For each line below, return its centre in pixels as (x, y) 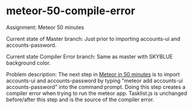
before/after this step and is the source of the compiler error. (80, 100)
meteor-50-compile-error (71, 11)
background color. (28, 63)
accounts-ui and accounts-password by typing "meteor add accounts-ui (95, 81)
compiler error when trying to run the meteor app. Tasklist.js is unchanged (97, 93)
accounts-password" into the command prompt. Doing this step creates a (96, 86)
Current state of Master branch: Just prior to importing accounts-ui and (93, 39)
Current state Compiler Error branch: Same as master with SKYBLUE (89, 56)
